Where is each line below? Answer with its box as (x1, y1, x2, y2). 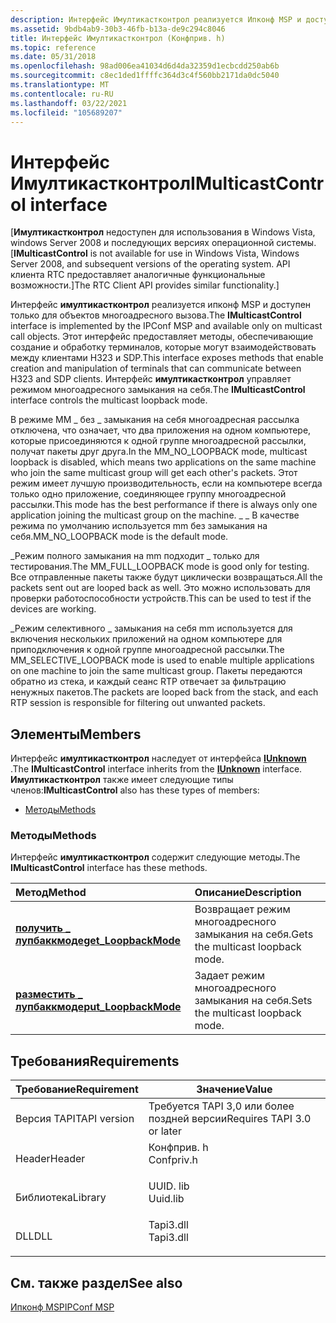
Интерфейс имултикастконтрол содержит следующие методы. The (10, 851, 301, 863)
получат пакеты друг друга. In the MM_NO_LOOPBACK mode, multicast (10, 446, 308, 458)
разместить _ (15, 987, 83, 1001)
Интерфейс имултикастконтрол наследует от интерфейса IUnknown (10, 752, 307, 765)
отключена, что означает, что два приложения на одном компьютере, (10, 424, 312, 436)
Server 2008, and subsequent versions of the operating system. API (10, 258, 291, 270)
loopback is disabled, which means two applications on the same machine (10, 456, 317, 468)
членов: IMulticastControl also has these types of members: (10, 784, 260, 796)
